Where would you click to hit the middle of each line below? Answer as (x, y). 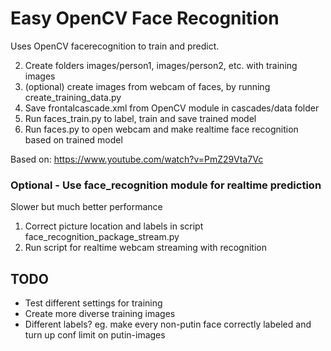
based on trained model (73, 139)
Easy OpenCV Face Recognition (145, 18)
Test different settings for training (93, 303)
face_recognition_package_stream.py (102, 237)
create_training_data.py (73, 97)
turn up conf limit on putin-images (95, 335)
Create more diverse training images (100, 314)
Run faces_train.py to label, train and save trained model (140, 118)
